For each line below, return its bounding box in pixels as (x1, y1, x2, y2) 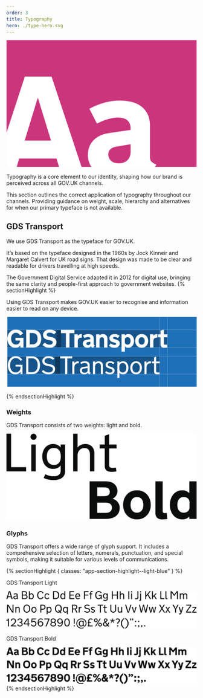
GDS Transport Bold (6, 635, 56, 642)
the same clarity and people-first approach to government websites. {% (6, 280, 185, 287)
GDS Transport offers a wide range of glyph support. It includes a (6, 543, 169, 550)
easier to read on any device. (6, 305, 79, 312)
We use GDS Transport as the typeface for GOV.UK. (6, 238, 135, 245)
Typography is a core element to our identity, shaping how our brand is (6, 173, 183, 181)
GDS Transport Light (6, 579, 57, 586)
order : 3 (6, 10, 28, 16)
